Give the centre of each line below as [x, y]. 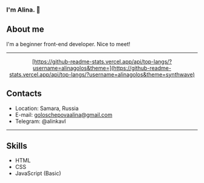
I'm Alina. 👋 [23, 10]
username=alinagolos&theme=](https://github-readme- [102, 68]
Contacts [24, 94]
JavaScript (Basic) [38, 173]
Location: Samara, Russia [47, 108]
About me [25, 29]
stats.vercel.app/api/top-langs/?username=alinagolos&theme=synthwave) [102, 74]
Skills [17, 146]
